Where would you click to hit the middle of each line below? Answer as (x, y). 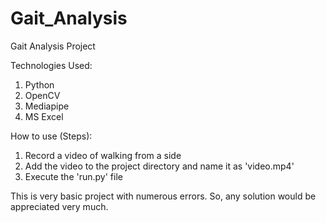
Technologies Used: (51, 65)
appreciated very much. (59, 206)
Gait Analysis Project (53, 46)
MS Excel (44, 116)
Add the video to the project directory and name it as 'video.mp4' (159, 166)
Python (39, 84)
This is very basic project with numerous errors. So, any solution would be (163, 196)
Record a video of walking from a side (103, 155)
